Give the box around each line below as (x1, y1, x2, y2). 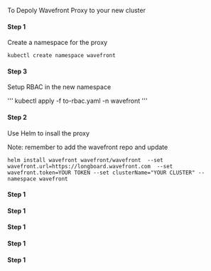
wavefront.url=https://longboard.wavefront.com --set (7, 163, 173, 170)
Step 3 (7, 67, 27, 76)
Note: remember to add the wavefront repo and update (7, 143, 168, 151)
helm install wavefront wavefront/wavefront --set (7, 156, 163, 163)
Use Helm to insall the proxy (7, 128, 90, 138)
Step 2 (7, 113, 27, 121)
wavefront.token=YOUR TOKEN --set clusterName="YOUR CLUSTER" (7, 169, 195, 176)
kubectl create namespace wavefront (7, 52, 116, 59)
